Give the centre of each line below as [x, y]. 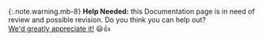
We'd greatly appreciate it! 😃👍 [59, 28]
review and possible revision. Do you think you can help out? [107, 20]
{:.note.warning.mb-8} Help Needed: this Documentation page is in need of [131, 11]
